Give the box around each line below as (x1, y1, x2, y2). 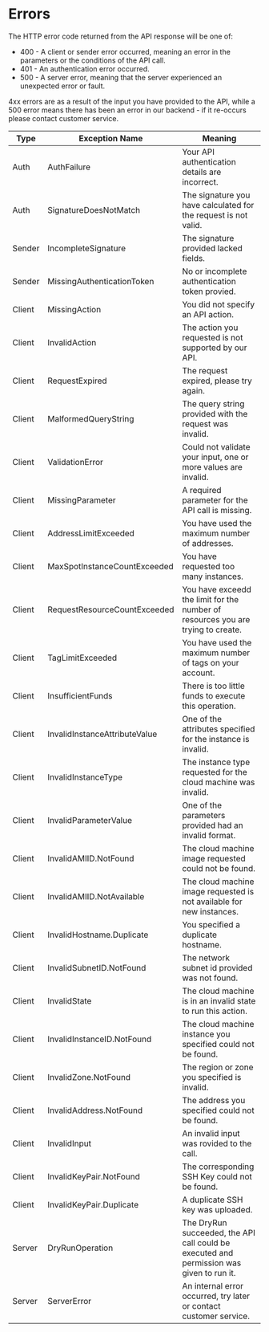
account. (182, 667, 215, 678)
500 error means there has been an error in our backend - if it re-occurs (8, 105, 247, 115)
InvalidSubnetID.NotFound (47, 962, 147, 973)
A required (182, 484, 222, 495)
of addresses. (182, 537, 234, 548)
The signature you (182, 189, 251, 201)
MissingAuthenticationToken (47, 275, 155, 287)
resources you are (182, 613, 251, 625)
